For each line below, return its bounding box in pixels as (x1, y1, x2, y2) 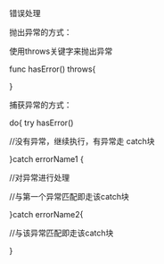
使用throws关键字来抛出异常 (9, 46, 113, 56)
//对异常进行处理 (9, 173, 70, 183)
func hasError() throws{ (9, 64, 96, 74)
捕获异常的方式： (9, 99, 72, 110)
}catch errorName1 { (9, 154, 85, 164)
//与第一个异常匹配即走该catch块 (9, 192, 129, 201)
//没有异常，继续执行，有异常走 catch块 (9, 136, 155, 146)
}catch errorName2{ (9, 209, 84, 219)
